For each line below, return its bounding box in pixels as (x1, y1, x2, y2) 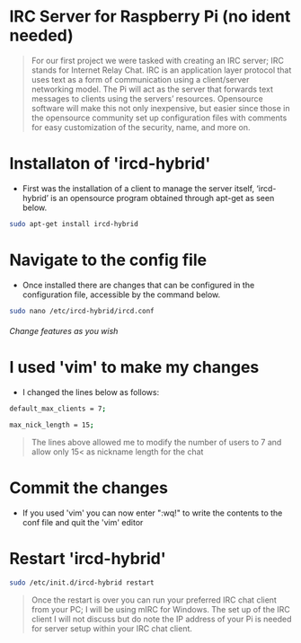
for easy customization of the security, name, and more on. (31, 121, 251, 132)
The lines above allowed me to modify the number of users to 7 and (31, 436, 282, 447)
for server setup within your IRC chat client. (31, 622, 193, 634)
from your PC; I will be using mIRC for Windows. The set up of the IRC (31, 603, 290, 614)
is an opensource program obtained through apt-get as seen (50, 192, 275, 203)
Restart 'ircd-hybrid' (9, 548, 166, 568)
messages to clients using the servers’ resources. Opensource (31, 92, 263, 104)
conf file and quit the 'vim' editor (22, 516, 144, 527)
